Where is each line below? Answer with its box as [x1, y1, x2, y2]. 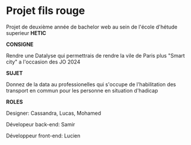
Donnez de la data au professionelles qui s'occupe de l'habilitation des [6, 80, 176, 88]
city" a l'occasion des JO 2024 [6, 58, 81, 65]
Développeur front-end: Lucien [6, 132, 81, 139]
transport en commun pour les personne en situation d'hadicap [6, 87, 158, 94]
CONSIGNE [6, 41, 34, 48]
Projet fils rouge [6, 4, 85, 17]
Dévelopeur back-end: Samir [6, 121, 75, 128]
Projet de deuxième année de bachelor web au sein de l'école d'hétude [6, 23, 178, 30]
